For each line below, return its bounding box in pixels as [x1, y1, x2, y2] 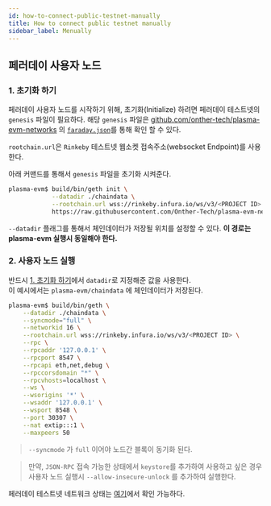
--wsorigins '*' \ [23, 392, 85, 400]
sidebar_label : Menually [8, 27, 92, 35]
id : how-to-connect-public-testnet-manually [8, 11, 161, 20]
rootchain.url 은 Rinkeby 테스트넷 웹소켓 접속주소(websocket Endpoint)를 [8, 142, 246, 151]
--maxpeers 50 [23, 429, 70, 437]
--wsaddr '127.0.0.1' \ [23, 399, 103, 407]
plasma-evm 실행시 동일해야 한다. [8, 233, 118, 243]
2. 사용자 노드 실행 [8, 255, 76, 267]
